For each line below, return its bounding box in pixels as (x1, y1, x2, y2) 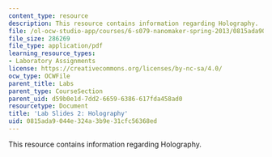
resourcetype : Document (8, 102, 89, 110)
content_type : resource (8, 11, 89, 20)
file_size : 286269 (8, 34, 70, 43)
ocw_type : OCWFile (8, 72, 70, 80)
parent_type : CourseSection (8, 87, 104, 95)
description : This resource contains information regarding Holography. (8, 19, 259, 28)
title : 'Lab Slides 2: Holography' (8, 110, 129, 118)
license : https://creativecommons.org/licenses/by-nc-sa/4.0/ (8, 65, 223, 73)
